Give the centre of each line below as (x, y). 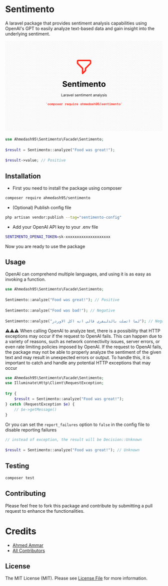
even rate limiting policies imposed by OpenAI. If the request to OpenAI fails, (84, 347)
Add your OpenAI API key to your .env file (55, 227)
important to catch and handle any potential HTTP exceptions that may (78, 363)
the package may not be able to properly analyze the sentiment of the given (83, 352)
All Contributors (28, 550)
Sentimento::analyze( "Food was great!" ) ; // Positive (62, 300)
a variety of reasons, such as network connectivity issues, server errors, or (82, 341)
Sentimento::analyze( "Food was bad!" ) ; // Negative (60, 310)
